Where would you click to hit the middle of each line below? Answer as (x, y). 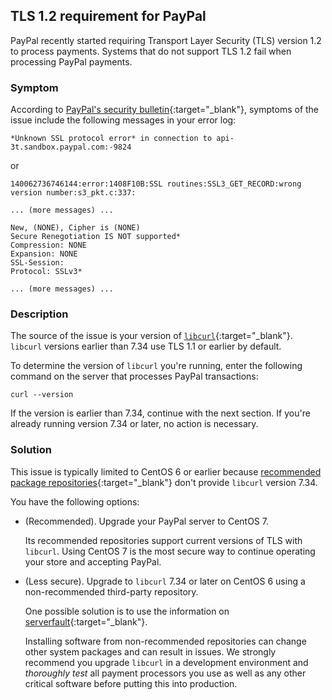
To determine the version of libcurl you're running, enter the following (156, 366)
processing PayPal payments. (71, 61)
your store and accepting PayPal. (93, 561)
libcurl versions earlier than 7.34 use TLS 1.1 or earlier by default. (146, 346)
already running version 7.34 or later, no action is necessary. (134, 424)
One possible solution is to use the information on (127, 611)
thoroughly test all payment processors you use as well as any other (165, 673)
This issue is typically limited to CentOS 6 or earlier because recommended (166, 471)
